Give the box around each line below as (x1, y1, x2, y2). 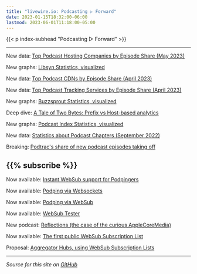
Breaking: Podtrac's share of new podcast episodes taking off (6, 143, 156, 150)
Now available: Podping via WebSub (6, 199, 94, 206)
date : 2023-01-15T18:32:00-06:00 (6, 14, 88, 20)
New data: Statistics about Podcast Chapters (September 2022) (6, 132, 160, 139)
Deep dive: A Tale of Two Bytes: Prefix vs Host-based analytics (6, 109, 159, 116)
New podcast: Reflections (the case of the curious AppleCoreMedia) (6, 221, 172, 229)
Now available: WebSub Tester (6, 210, 80, 217)
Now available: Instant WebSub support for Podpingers (6, 176, 139, 183)
